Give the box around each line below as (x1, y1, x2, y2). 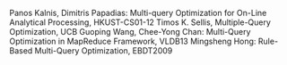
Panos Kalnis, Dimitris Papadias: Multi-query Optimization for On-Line (9, 8, 267, 18)
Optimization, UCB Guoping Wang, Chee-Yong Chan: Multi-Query (9, 27, 251, 37)
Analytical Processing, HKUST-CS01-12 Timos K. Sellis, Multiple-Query (9, 17, 272, 28)
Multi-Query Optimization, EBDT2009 (34, 45, 173, 56)
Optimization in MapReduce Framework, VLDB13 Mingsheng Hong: (9, 36, 257, 46)
